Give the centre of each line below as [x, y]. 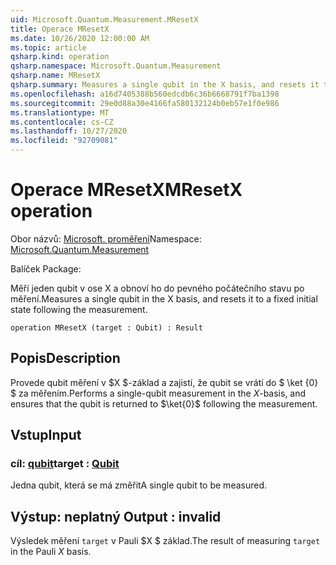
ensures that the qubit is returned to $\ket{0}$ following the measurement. [164, 403]
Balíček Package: [46, 268]
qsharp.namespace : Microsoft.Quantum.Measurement [116, 66]
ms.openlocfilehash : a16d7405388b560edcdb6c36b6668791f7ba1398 [145, 94]
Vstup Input [46, 435]
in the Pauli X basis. [51, 552]
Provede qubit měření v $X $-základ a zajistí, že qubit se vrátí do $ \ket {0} [164, 382]
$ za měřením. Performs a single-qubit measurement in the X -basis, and [158, 393]
